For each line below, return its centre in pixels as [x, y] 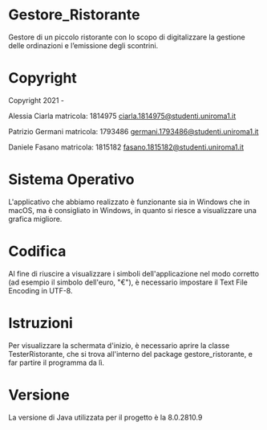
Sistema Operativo [71, 180]
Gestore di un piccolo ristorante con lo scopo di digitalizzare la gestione [127, 37]
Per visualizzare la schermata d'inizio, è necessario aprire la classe [119, 345]
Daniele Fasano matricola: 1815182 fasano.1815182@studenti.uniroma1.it [126, 147]
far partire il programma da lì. [57, 362]
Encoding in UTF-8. [40, 290]
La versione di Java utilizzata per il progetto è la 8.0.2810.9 [105, 417]
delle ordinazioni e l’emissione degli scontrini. [83, 45]
